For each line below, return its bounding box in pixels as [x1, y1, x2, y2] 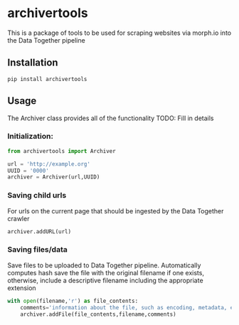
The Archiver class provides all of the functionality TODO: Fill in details [7, 114, 214, 122]
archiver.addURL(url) [7, 228, 72, 235]
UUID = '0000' [7, 167, 50, 174]
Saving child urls [7, 191, 67, 201]
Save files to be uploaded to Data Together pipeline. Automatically [7, 261, 201, 270]
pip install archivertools [7, 75, 87, 82]
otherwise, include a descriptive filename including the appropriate [7, 276, 204, 284]
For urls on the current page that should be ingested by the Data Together [7, 206, 224, 215]
